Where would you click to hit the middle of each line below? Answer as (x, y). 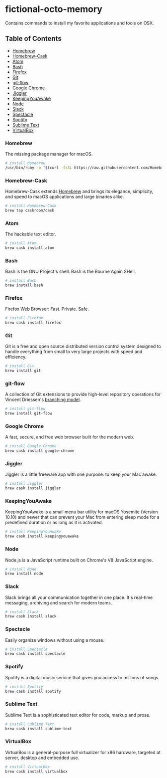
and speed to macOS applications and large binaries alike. (65, 197)
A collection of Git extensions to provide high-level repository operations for (83, 394)
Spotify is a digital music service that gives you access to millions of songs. (83, 677)
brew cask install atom (30, 248)
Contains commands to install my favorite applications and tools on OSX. (80, 23)
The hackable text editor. (31, 234)
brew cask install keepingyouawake (42, 536)
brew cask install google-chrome (40, 451)
